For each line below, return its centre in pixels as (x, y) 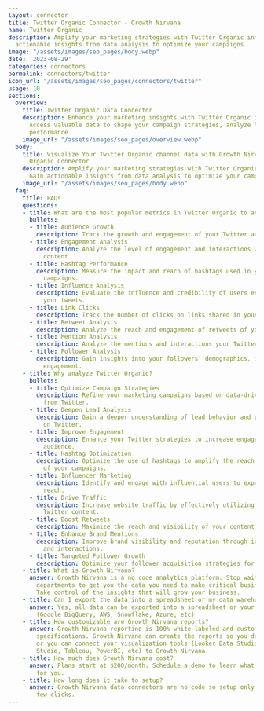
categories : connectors (47, 67)
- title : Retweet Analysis (73, 322)
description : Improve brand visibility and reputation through (142, 541)
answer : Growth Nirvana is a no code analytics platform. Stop (135, 578)
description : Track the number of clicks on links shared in (139, 315)
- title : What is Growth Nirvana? (79, 570)
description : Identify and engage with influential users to (139, 483)
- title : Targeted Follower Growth (87, 556)
